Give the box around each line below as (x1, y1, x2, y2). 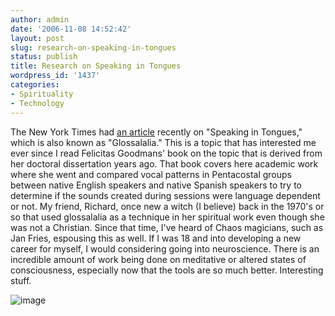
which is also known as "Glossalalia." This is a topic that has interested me (10, 136, 317, 148)
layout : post (10, 33, 65, 43)
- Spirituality (10, 89, 74, 99)
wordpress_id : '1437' (10, 71, 101, 81)
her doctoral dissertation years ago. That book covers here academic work (10, 157, 319, 170)
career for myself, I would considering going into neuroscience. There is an (10, 242, 320, 255)
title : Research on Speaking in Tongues (10, 61, 182, 71)
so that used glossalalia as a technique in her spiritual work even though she (10, 211, 325, 223)
